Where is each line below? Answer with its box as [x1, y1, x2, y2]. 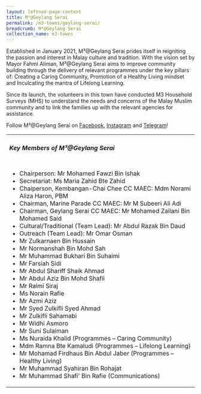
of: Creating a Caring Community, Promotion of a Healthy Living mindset [6, 73, 184, 80]
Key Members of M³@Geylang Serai [9, 143, 115, 152]
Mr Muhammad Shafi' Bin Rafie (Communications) [19, 372, 160, 380]
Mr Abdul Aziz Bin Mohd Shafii [19, 274, 105, 282]
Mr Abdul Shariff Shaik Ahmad [19, 267, 105, 275]
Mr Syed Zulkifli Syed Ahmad [19, 304, 101, 312]
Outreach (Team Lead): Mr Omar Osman [19, 229, 133, 237]
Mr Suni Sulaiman [19, 327, 69, 335]
